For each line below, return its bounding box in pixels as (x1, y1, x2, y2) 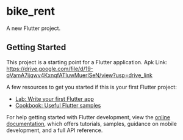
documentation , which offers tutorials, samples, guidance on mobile (6, 120, 177, 127)
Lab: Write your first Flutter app (15, 95, 95, 102)
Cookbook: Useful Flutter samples (15, 101, 101, 109)
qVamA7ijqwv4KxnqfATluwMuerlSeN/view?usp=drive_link (6, 72, 152, 79)
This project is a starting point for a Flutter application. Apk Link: (6, 58, 168, 65)
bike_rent (6, 4, 55, 18)
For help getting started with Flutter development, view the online (6, 113, 171, 120)
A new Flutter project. (6, 24, 61, 32)
